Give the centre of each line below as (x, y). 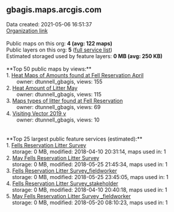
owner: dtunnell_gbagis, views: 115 (59, 94)
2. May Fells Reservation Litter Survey (53, 158)
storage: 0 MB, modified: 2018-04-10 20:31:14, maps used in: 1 (89, 152)
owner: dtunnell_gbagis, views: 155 (59, 81)
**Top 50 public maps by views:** (49, 69)
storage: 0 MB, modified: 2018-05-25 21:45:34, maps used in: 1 (89, 164)
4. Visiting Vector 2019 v (36, 113)
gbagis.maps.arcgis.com (54, 10)
